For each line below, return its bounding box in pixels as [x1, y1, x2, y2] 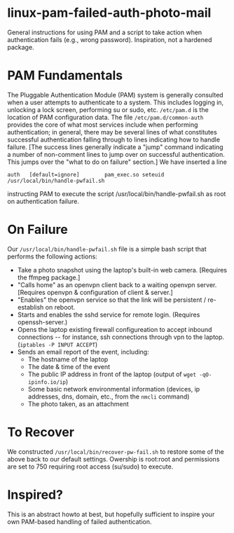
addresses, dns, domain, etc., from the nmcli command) [27, 392, 190, 401]
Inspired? [7, 487, 63, 502]
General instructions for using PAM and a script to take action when [7, 28, 202, 36]
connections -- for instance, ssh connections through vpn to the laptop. [17, 333, 225, 341]
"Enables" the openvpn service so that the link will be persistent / [17, 296, 207, 304]
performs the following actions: [7, 252, 98, 261]
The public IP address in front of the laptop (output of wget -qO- [27, 370, 212, 378]
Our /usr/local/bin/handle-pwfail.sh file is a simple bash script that [7, 244, 207, 253]
